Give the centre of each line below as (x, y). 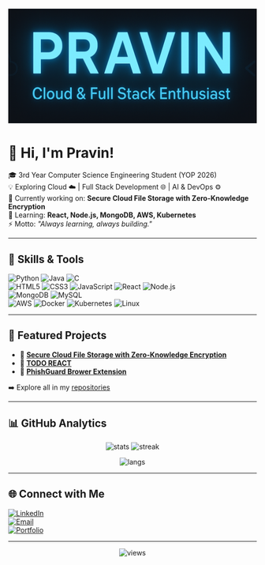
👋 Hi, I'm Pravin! (61, 153)
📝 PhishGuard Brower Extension (73, 371)
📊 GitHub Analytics (58, 424)
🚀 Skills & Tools (46, 259)
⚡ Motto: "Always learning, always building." (80, 224)
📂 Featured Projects (58, 335)
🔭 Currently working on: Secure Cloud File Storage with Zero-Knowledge (129, 198)
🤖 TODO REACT (46, 363)
